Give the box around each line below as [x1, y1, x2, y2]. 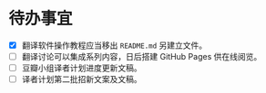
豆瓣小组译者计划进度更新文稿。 [21, 62, 142, 73]
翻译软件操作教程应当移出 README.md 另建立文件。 [21, 40, 208, 51]
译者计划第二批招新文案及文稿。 [21, 74, 142, 85]
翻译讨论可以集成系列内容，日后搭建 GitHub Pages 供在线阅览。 [21, 51, 262, 61]
